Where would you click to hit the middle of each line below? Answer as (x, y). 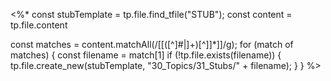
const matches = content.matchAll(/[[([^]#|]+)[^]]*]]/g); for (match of (152, 44)
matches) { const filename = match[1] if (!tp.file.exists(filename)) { (146, 55)
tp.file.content (39, 25)
